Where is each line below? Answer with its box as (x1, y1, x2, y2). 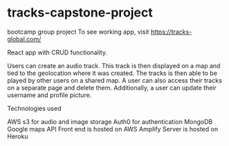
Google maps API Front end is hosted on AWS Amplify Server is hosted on (7, 125, 219, 133)
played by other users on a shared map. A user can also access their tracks (7, 76, 223, 84)
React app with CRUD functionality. (7, 48, 107, 56)
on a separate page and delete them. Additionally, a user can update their (7, 83, 217, 92)
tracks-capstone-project (7, 5, 154, 21)
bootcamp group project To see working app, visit (7, 28, 149, 36)
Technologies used (7, 104, 62, 112)
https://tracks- (150, 28, 192, 36)
